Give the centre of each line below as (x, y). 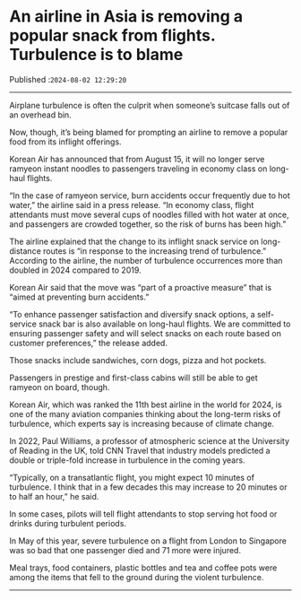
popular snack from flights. (112, 35)
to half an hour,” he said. (54, 496)
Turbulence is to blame (96, 55)
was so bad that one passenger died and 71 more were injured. (125, 550)
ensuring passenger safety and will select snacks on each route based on (146, 333)
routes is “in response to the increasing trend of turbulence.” (155, 251)
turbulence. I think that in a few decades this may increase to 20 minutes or (149, 487)
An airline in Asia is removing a (126, 17)
